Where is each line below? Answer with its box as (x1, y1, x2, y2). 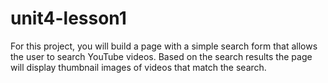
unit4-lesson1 (10, 7, 127, 30)
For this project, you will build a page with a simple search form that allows (10, 40, 318, 52)
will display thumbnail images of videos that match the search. (10, 61, 267, 73)
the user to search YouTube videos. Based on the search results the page (10, 50, 313, 62)
